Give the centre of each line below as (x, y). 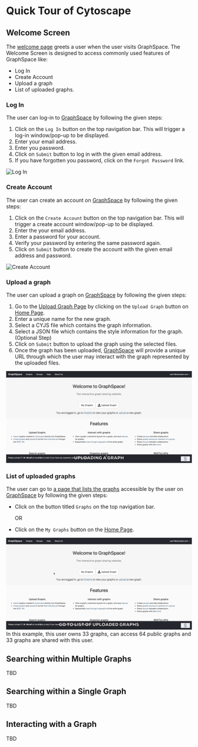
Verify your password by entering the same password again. (88, 243)
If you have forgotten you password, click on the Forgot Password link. (99, 160)
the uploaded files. (37, 363)
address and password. (43, 255)
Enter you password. (40, 148)
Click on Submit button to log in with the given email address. (88, 154)
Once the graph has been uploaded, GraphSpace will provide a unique (100, 350)
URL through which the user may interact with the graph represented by (102, 356)
